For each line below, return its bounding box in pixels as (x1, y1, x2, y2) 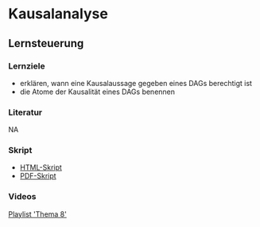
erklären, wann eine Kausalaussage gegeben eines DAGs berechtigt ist (19, 78, 253, 88)
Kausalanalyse (8, 5, 109, 23)
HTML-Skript (19, 162, 62, 172)
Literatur (8, 107, 43, 118)
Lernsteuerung (8, 37, 84, 50)
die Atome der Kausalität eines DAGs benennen (19, 87, 176, 96)
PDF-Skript (19, 171, 57, 181)
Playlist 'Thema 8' (8, 209, 68, 219)
